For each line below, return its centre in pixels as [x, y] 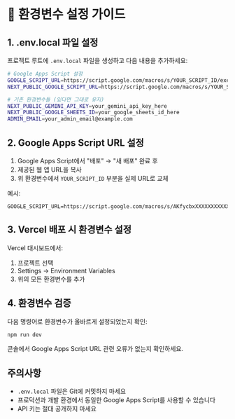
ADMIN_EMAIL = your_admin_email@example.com [70, 119]
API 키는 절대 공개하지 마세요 [57, 409]
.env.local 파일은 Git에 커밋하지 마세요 [72, 391]
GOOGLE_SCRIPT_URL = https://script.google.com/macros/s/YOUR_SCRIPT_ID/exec [120, 80]
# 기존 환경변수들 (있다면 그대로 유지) [56, 99]
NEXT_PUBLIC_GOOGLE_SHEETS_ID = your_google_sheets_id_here [93, 113]
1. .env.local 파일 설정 [53, 42]
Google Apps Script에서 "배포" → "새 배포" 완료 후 [88, 160]
